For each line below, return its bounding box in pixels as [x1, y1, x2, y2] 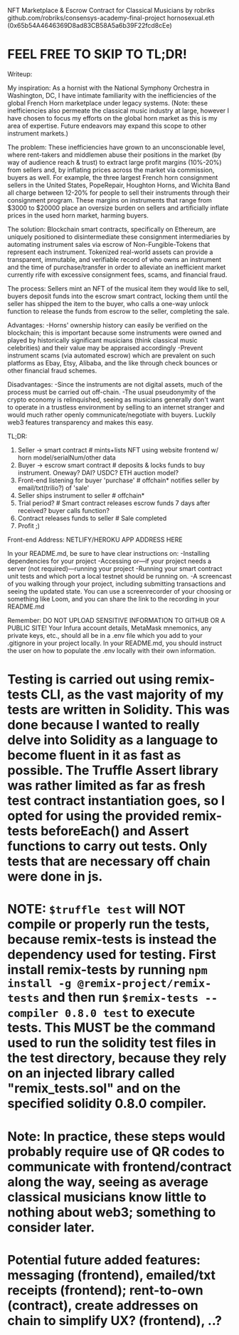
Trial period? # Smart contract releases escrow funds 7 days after [17, 499, 211, 507]
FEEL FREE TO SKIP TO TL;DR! [7, 46, 187, 63]
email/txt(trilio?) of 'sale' [17, 483, 90, 492]
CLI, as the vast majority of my [40, 686, 224, 703]
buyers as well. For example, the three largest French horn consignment [7, 173, 218, 181]
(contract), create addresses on [7, 1297, 199, 1314]
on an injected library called [7, 1065, 176, 1082]
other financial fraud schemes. [7, 366, 97, 375]
